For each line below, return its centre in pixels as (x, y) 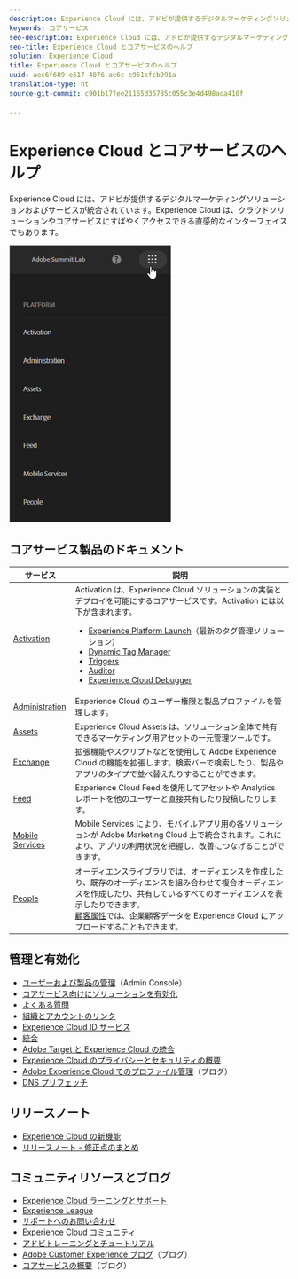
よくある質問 (45, 1004)
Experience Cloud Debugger (140, 680)
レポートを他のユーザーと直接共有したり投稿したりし (172, 799)
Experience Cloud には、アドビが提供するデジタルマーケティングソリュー (143, 199)
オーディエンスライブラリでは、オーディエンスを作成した (179, 871)
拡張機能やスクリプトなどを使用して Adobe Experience (176, 751)
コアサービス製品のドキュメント (97, 549)
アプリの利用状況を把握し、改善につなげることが (188, 846)
